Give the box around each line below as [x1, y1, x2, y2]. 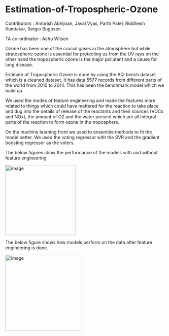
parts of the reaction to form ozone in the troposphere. [5, 119, 120, 125]
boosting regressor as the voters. [5, 140, 75, 146]
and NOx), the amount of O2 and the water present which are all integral [5, 113, 156, 120]
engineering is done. [5, 245, 48, 251]
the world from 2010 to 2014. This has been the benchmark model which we [5, 82, 164, 88]
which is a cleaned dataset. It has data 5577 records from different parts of [5, 77, 162, 83]
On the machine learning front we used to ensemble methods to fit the [5, 128, 152, 135]
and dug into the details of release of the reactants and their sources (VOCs [5, 108, 164, 114]
